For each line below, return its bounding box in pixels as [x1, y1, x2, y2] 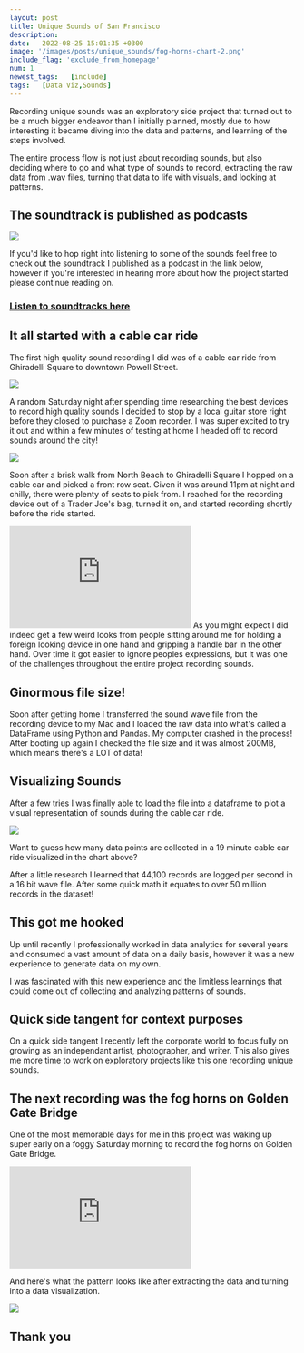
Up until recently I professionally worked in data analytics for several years [9, 938, 289, 949]
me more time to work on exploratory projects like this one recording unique [9, 1054, 293, 1066]
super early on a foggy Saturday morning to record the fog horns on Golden [9, 1139, 293, 1150]
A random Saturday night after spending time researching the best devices [9, 397, 289, 407]
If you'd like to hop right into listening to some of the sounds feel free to [9, 249, 278, 260]
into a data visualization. [9, 1286, 100, 1297]
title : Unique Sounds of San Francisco [9, 22, 161, 31]
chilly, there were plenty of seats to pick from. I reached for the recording [9, 489, 284, 500]
